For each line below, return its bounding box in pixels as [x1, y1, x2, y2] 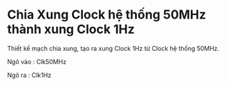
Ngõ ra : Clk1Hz [7, 71, 52, 79]
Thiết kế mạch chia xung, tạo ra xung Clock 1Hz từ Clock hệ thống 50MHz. [7, 44, 220, 52]
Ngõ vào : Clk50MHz [7, 57, 67, 65]
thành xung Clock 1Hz [7, 21, 135, 37]
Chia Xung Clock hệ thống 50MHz [7, 7, 207, 23]
